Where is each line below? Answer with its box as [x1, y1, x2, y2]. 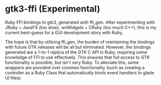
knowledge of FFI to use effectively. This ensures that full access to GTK [5, 54, 150, 60]
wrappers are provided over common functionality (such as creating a [5, 64, 145, 71]
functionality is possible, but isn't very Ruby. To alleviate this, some [5, 59, 139, 65]
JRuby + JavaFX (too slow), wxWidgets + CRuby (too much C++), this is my [5, 24, 157, 30]
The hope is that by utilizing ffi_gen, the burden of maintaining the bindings [5, 39, 155, 44]
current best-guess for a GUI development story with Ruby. [5, 29, 123, 35]
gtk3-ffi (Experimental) [5, 3, 100, 14]
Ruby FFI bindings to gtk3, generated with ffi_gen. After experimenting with [5, 19, 155, 25]
